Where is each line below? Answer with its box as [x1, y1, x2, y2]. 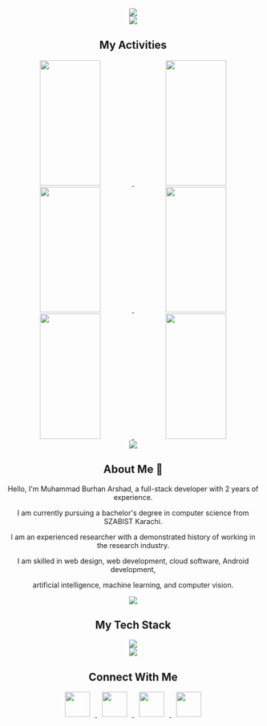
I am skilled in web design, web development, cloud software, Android [17, 556, 249, 566]
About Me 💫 [103, 462, 164, 476]
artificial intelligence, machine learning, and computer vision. [32, 580, 234, 590]
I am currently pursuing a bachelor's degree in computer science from [17, 508, 249, 518]
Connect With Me [88, 670, 178, 684]
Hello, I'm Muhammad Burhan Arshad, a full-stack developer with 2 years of [7, 484, 259, 494]
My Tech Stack [95, 619, 172, 632]
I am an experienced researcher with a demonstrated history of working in [10, 532, 257, 542]
